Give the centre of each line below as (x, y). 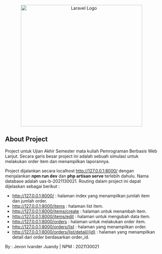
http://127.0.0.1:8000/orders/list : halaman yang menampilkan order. (79, 227)
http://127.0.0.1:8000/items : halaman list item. (57, 206)
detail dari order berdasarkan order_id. (51, 237)
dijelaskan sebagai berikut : (32, 186)
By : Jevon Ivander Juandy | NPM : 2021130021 (52, 246)
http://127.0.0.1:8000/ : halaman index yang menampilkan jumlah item (81, 196)
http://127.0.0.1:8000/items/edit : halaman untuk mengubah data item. (81, 216)
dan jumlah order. (30, 201)
